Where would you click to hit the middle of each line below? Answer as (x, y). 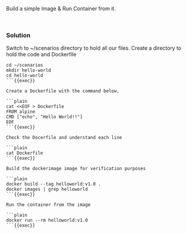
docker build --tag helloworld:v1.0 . (54, 184)
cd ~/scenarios (25, 65)
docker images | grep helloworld (47, 189)
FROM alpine (21, 112)
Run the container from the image (49, 205)
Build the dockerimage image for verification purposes (76, 169)
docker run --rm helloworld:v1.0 (47, 220)
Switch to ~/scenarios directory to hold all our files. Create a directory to (94, 48)
